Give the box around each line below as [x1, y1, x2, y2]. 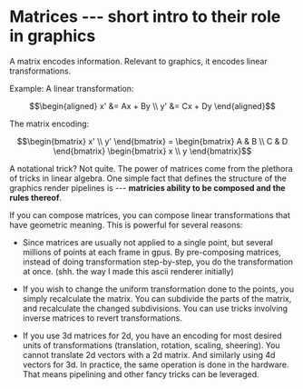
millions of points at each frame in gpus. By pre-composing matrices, [22, 246, 281, 257]
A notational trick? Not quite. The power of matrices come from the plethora [9, 163, 293, 174]
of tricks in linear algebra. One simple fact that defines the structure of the [9, 173, 288, 184]
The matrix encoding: [9, 118, 90, 129]
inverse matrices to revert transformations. [22, 312, 183, 324]
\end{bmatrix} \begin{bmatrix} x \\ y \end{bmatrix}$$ [53, 145, 252, 156]
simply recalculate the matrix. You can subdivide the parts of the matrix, [22, 293, 292, 304]
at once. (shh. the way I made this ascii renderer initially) [22, 265, 234, 276]
